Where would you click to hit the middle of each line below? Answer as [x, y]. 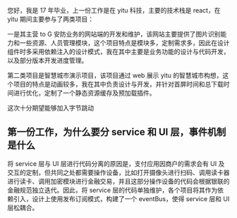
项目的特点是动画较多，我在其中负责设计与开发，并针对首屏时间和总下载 [118, 84]
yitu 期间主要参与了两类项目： [51, 19]
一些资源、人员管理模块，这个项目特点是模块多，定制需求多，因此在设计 [124, 43]
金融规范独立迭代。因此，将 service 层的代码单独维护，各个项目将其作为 [113, 190]
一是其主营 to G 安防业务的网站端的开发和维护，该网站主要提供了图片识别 [114, 34]
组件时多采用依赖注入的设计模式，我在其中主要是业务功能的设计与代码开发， [119, 52]
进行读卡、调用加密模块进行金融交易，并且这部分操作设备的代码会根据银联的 [119, 181]
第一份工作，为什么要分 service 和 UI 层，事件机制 [117, 132]
